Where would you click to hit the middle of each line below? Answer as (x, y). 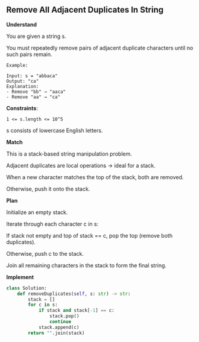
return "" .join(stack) (56, 333)
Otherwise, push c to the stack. (45, 253)
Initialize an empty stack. (37, 212)
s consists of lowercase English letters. (55, 130)
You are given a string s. (36, 36)
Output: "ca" (23, 81)
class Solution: (27, 288)
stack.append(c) (59, 327)
